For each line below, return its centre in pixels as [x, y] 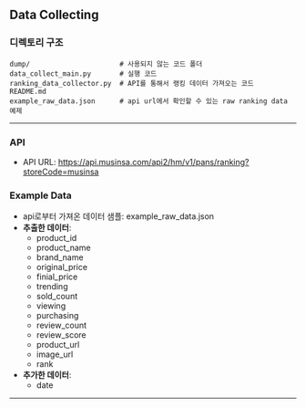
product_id [56, 238]
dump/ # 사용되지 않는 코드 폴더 [106, 64]
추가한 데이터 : [47, 375]
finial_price [57, 277]
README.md [28, 91]
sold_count [57, 297]
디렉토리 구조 [36, 43]
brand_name [60, 257]
